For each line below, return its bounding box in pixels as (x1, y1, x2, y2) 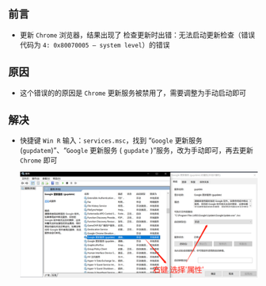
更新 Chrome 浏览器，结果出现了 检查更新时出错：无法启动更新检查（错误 (19, 30, 256, 40)
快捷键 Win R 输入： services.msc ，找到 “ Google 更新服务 (19, 135, 203, 145)
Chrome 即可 (19, 155, 58, 165)
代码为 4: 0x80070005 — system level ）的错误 (19, 40, 170, 49)
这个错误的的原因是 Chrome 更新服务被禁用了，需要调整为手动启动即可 (19, 88, 247, 97)
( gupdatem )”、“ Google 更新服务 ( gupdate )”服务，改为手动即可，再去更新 (19, 146, 253, 155)
